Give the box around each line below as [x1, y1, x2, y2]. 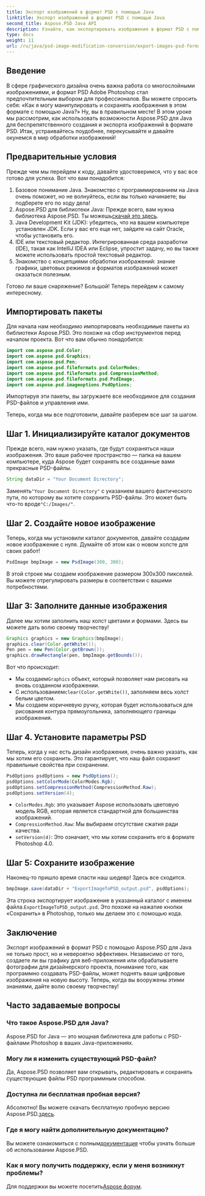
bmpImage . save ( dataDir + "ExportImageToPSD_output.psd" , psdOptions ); [6, 886, 190, 892]
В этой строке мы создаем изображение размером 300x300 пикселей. [6, 570, 193, 578]
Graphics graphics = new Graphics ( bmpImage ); [6, 635, 124, 642]
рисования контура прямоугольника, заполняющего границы [15, 708, 176, 715]
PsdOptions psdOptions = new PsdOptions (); [6, 772, 119, 779]
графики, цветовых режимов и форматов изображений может [15, 264, 178, 271]
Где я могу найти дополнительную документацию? [6, 1126, 169, 1134]
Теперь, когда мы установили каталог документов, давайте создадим [6, 534, 190, 541]
